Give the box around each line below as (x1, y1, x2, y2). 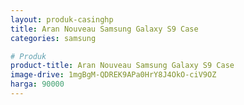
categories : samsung (10, 33, 97, 43)
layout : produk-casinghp (10, 14, 114, 25)
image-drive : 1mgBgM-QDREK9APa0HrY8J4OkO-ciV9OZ (10, 70, 217, 80)
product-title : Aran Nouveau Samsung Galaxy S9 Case (10, 61, 235, 71)
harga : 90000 (10, 79, 65, 90)
